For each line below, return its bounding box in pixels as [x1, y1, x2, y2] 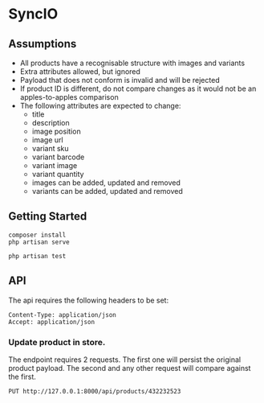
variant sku [31, 144, 70, 153]
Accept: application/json [8, 318, 95, 326]
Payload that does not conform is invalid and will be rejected [19, 76, 220, 84]
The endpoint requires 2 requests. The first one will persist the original [8, 355, 242, 364]
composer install [8, 231, 67, 239]
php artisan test [8, 252, 67, 260]
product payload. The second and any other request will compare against [8, 363, 251, 372]
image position [31, 126, 82, 136]
